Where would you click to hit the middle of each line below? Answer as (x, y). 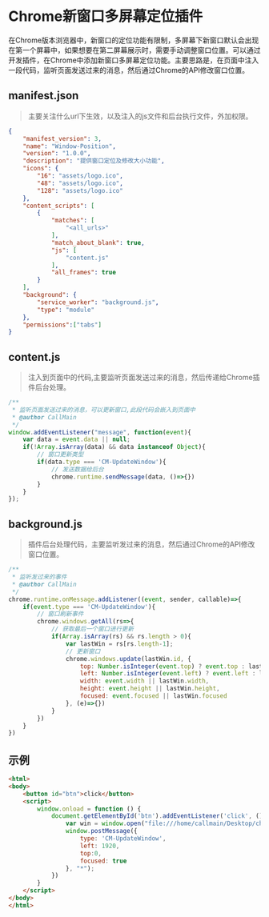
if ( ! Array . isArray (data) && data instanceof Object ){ (114, 447)
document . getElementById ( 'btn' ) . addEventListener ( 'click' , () (157, 816)
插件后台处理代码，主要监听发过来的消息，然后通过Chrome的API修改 (141, 544)
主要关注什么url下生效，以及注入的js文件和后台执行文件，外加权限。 (140, 116)
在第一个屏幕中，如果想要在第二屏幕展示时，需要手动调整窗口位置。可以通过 (134, 50)
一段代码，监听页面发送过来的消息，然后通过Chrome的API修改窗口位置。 (129, 70)
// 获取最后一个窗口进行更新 (92, 629)
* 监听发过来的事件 (39, 577)
